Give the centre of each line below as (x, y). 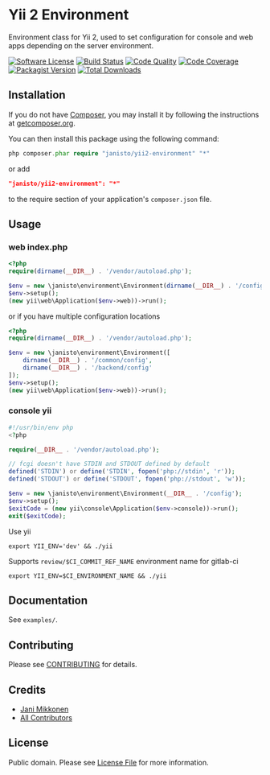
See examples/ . (33, 620)
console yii (30, 410)
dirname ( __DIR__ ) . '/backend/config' (88, 368)
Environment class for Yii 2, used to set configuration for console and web (131, 37)
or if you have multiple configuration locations (84, 316)
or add (19, 169)
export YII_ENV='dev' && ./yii (61, 546)
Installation (37, 95)
